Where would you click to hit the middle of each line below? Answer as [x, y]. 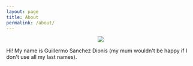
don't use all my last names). [42, 57]
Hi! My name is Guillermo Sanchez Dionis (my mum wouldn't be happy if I [97, 51]
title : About [22, 17]
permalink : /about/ [31, 23]
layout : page [22, 12]
